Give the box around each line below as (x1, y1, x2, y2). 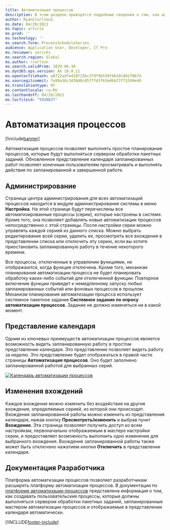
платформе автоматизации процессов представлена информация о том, (5, 488, 163, 494)
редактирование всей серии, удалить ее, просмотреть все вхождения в (5, 233, 162, 239)
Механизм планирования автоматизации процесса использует (5, 291, 142, 297)
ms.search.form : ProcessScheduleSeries (5, 41, 90, 46)
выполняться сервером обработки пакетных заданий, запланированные (5, 499, 163, 505)
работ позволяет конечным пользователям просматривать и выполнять (5, 162, 162, 168)
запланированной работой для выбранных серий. (5, 362, 113, 368)
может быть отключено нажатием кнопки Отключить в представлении (5, 443, 161, 449)
